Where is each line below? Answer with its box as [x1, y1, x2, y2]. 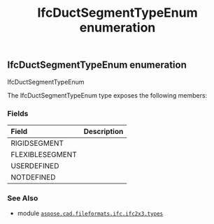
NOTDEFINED [10, 172, 56, 182]
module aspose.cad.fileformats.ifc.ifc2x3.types [17, 209, 163, 218]
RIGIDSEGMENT [10, 138, 64, 148]
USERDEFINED [10, 160, 59, 170]
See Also [7, 193, 38, 203]
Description [83, 126, 124, 136]
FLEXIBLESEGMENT [10, 149, 77, 159]
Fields [7, 108, 29, 118]
